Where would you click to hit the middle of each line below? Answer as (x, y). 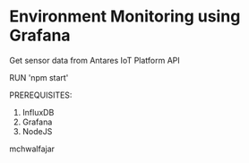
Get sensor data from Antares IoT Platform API (95, 60)
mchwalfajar (32, 149)
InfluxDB (38, 112)
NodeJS (37, 131)
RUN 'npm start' (39, 77)
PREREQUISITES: (41, 95)
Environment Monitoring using (125, 17)
